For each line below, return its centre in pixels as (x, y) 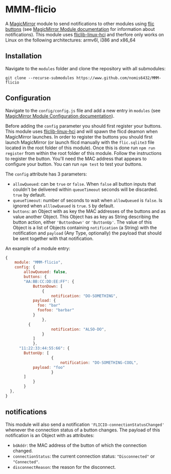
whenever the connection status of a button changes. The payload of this (83, 430)
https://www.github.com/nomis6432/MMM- (119, 78)
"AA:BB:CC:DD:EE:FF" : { (49, 281)
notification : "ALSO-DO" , (79, 329)
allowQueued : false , (46, 272)
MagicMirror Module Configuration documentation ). (60, 116)
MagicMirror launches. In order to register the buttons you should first (79, 136)
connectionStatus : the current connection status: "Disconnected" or (84, 456)
